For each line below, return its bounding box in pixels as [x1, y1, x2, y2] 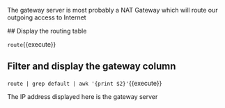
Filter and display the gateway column [7, 61, 176, 72]
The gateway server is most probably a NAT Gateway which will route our [7, 6, 218, 14]
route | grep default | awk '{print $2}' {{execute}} [7, 79, 162, 87]
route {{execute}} [7, 40, 56, 48]
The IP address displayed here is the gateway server [7, 92, 158, 100]
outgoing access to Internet [7, 13, 86, 22]
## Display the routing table [7, 27, 87, 35]
